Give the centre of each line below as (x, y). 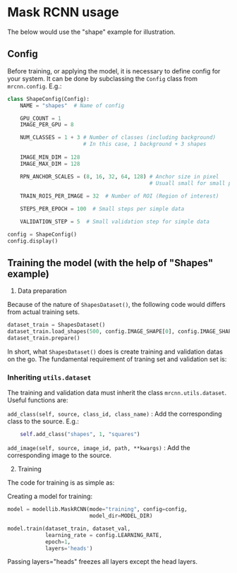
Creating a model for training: (50, 496)
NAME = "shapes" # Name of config (72, 105)
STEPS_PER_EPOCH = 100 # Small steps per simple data (102, 209)
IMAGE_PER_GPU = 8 (47, 125)
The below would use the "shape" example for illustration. (91, 32)
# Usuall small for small (187, 183)
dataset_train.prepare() (44, 338)
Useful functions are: (38, 400)
